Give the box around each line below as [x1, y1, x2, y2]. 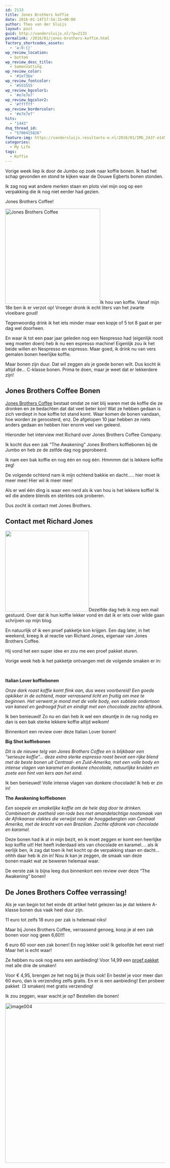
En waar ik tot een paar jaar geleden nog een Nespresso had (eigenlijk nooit [5, 335, 163, 341]
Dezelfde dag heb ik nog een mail [89, 607, 159, 613]
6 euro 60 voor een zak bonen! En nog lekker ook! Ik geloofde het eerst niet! [5, 942, 164, 948]
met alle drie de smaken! [5, 963, 57, 969]
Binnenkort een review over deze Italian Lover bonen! [5, 729, 116, 735]
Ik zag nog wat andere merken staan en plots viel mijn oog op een [5, 183, 143, 189]
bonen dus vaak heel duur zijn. [19, 907, 84, 913]
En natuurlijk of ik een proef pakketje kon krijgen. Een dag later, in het [5, 627, 150, 633]
